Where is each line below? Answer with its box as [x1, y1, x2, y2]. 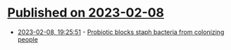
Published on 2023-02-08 [7, 5, 164, 21]
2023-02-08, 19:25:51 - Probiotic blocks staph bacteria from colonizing [17, 28, 225, 36]
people [17, 35, 39, 43]
